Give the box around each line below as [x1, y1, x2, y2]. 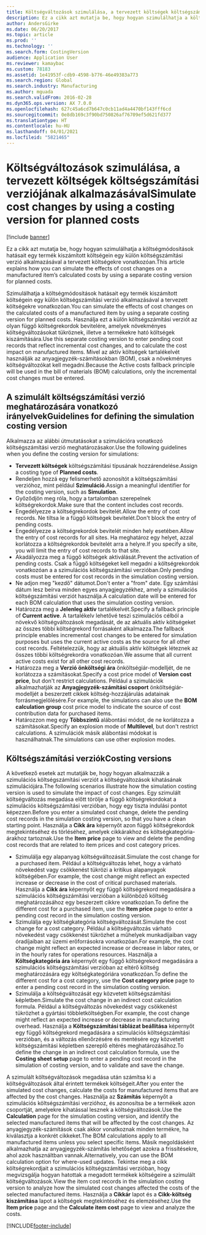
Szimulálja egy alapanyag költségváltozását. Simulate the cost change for [15, 853, 200, 860]
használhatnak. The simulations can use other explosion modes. [15, 735, 176, 743]
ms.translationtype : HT [6, 117, 67, 123]
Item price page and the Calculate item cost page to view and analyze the [6, 1204, 195, 1211]
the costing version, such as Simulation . [15, 488, 118, 495]
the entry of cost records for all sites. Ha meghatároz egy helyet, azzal [15, 533, 194, 541]
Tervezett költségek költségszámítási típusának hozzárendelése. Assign [15, 462, 198, 469]
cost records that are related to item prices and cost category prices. [6, 841, 181, 849]
